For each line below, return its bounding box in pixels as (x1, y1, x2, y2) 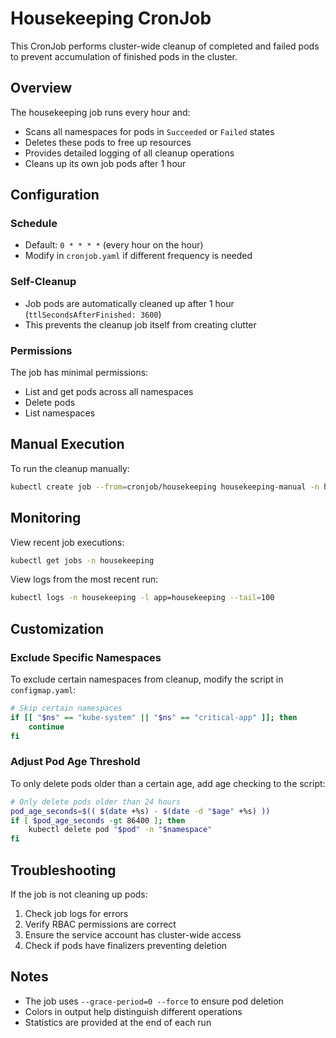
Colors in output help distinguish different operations (24, 1005, 243, 1017)
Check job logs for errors (24, 907, 129, 919)
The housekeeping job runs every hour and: (10, 106, 191, 118)
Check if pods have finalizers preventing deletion (24, 939, 228, 951)
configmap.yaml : (10, 683, 77, 696)
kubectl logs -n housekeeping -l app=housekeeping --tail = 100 (10, 593, 275, 603)
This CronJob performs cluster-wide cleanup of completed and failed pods (10, 40, 320, 52)
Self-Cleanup (10, 275, 77, 289)
